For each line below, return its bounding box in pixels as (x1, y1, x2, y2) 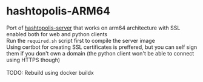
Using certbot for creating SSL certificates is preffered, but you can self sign (6, 43, 198, 51)
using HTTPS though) (6, 56, 61, 63)
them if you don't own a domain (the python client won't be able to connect (6, 49, 195, 57)
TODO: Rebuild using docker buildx (6, 69, 94, 76)
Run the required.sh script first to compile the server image (6, 37, 156, 44)
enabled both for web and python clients (6, 30, 108, 37)
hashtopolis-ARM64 (6, 4, 111, 18)
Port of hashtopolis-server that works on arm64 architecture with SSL (6, 24, 181, 31)
